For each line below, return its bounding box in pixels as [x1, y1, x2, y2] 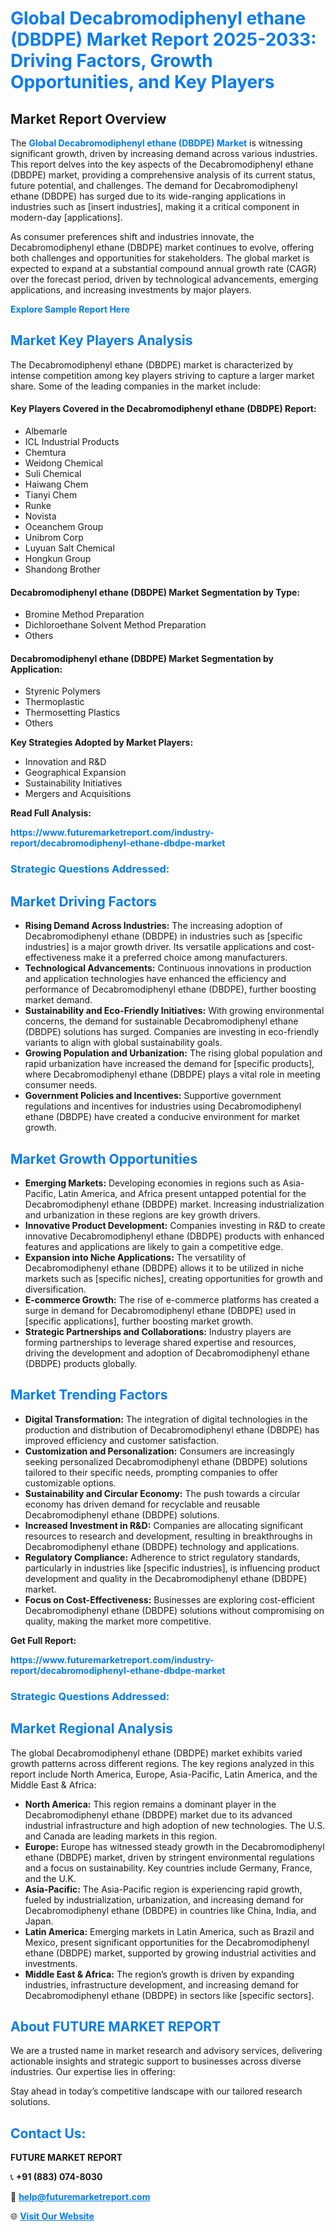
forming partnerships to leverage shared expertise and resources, [24, 1336, 297, 1348]
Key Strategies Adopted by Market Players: [10, 737, 194, 749]
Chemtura [24, 447, 67, 459]
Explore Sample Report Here [10, 303, 130, 315]
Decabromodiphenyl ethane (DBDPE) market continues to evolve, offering [10, 242, 315, 253]
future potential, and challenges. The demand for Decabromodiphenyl [10, 180, 298, 191]
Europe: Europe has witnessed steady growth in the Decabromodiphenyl [24, 1840, 325, 1852]
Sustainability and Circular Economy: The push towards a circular [24, 1487, 301, 1499]
